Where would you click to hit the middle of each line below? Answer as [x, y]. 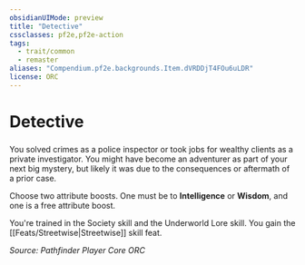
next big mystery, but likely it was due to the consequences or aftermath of [150, 168]
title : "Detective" [46, 26]
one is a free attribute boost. [63, 205]
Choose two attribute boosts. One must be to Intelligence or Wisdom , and [149, 195]
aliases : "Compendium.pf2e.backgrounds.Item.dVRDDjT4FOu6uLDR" [132, 69]
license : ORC [34, 77]
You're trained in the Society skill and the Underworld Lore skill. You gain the [152, 222]
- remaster [38, 60]
